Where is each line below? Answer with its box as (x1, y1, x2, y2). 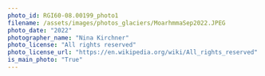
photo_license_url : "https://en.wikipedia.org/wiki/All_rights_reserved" (7, 48, 259, 56)
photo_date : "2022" (7, 26, 73, 34)
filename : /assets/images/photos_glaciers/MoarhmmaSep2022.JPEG (7, 19, 226, 27)
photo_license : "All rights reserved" (7, 41, 136, 49)
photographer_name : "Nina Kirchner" (7, 33, 129, 42)
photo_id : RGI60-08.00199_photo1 (7, 11, 119, 20)
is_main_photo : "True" (7, 56, 83, 64)
